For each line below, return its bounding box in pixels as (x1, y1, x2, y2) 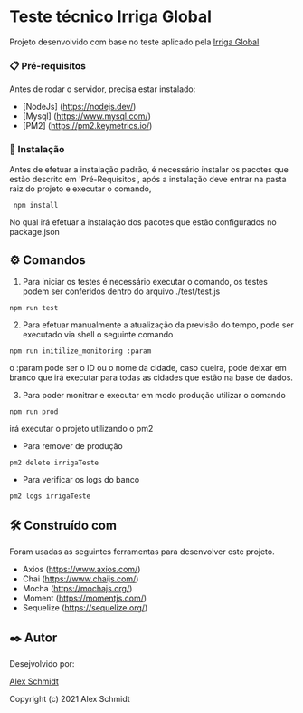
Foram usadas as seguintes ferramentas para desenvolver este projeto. (9, 546, 275, 557)
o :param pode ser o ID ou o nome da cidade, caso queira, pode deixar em (9, 363, 287, 374)
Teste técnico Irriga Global (9, 6, 213, 27)
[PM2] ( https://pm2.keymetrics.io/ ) (22, 121, 153, 132)
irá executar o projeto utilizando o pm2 (9, 424, 154, 435)
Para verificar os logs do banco (22, 474, 140, 485)
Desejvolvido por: (9, 658, 75, 669)
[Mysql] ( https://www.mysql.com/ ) (22, 111, 152, 122)
